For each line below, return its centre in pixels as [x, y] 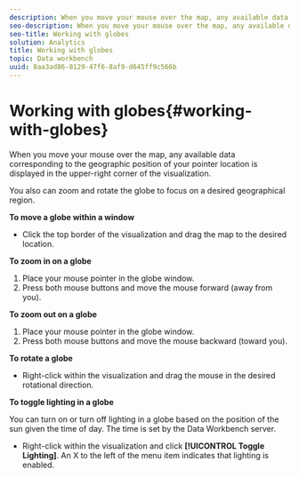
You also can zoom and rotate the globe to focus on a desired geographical [147, 190]
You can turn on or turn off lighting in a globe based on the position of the [144, 419]
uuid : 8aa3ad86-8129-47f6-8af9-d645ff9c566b [93, 68]
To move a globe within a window [72, 217]
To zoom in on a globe [50, 261]
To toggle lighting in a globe [61, 401]
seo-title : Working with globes [69, 34]
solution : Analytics [48, 42]
